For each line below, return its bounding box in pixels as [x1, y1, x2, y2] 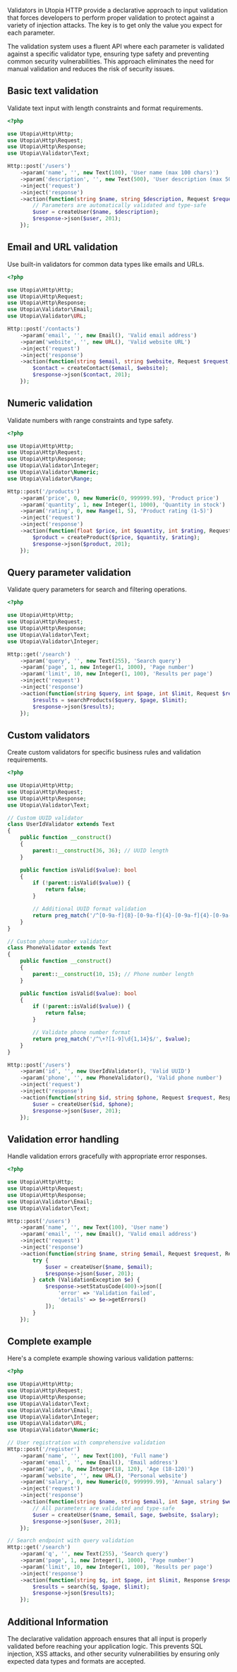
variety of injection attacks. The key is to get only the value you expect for [7, 21, 223, 29]
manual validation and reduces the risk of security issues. [7, 65, 175, 73]
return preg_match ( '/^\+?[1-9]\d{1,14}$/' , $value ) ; [32, 1035, 191, 1042]
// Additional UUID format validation [32, 906, 147, 913]
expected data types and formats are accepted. [7, 1657, 146, 1665]
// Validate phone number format [32, 1029, 131, 1036]
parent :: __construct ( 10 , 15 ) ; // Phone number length [32, 970, 194, 978]
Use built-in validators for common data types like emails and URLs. [7, 260, 205, 268]
